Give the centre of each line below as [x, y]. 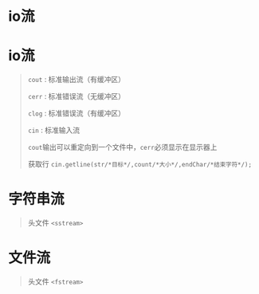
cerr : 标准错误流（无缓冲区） [77, 96]
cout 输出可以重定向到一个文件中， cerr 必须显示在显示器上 [122, 147]
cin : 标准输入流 [54, 130]
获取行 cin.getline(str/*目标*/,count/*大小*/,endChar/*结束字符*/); [140, 164]
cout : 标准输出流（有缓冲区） [77, 80]
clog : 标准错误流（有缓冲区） [77, 113]
